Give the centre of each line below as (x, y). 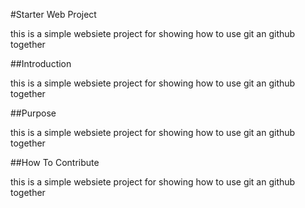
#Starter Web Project (53, 14)
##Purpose (33, 113)
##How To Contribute (55, 162)
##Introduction (41, 63)
